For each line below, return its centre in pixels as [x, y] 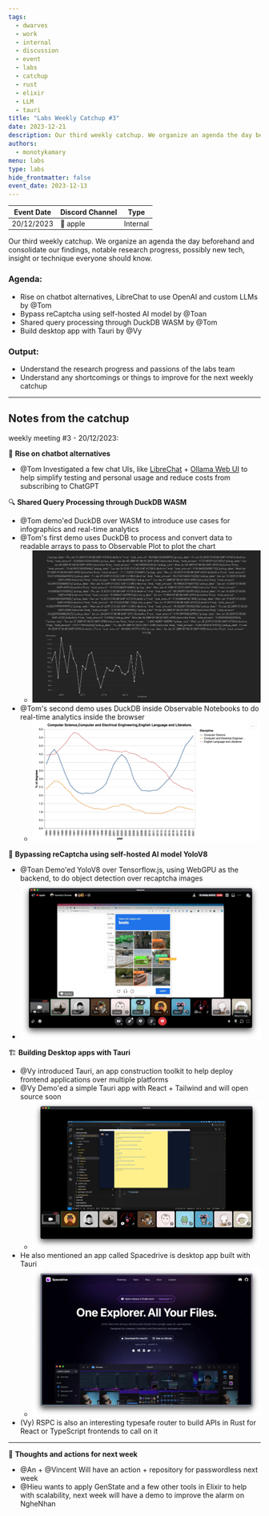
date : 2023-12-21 [37, 127]
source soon [40, 1096]
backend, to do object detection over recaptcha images [111, 878]
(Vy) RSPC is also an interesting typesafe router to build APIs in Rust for [138, 1423]
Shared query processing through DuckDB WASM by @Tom [118, 322]
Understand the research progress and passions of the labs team [127, 369]
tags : [17, 17]
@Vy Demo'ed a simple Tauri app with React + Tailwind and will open [134, 1088]
